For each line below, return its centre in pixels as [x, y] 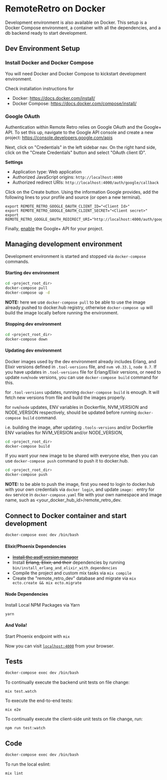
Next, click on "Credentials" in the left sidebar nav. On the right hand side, [81, 147]
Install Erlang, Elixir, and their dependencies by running [69, 562]
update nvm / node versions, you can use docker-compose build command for [82, 377]
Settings [14, 162]
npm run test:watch [25, 728]
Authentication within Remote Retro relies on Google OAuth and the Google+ [83, 127]
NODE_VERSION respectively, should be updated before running [71, 412]
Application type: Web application [47, 171]
